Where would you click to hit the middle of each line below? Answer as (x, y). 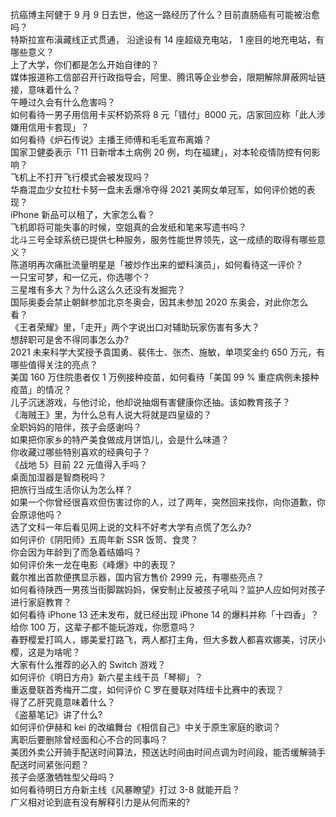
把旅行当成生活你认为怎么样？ (71, 489)
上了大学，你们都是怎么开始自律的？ (85, 64)
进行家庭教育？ (41, 602)
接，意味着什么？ (45, 89)
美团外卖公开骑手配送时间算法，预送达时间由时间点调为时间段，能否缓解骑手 (168, 752)
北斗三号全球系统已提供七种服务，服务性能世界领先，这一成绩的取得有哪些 (163, 239)
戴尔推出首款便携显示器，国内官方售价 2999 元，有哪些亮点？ (137, 577)
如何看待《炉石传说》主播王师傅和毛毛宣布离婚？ (111, 139)
